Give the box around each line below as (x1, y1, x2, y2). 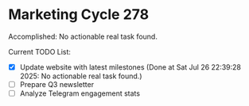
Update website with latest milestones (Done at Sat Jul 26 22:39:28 (19, 62, 241, 72)
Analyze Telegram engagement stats (19, 89, 141, 98)
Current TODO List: (8, 47, 72, 56)
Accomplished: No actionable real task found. (8, 32, 158, 41)
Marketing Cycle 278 (8, 6, 150, 24)
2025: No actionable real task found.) (19, 71, 142, 81)
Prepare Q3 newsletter (19, 80, 94, 89)
